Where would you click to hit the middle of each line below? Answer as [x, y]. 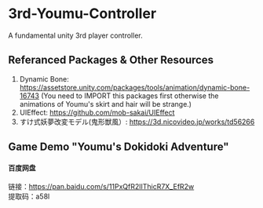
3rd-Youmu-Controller [82, 14]
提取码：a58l [29, 196]
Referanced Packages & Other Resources [111, 60]
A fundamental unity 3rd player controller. [75, 35]
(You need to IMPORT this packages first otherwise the [130, 96]
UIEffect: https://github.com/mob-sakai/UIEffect [97, 112]
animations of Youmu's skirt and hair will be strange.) [106, 104]
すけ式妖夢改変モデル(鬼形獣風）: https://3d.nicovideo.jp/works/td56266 [137, 122]
